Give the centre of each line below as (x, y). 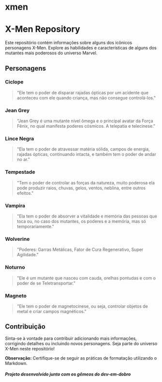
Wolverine (17, 239)
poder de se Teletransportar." (46, 283)
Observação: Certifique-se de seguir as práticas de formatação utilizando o (81, 358)
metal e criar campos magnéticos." (52, 311)
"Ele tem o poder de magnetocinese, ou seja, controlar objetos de (82, 306)
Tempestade (20, 172)
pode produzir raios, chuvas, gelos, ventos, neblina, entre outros (81, 188)
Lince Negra (20, 139)
